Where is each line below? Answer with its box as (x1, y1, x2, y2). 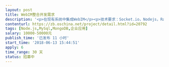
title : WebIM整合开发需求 (5, 12, 55, 17)
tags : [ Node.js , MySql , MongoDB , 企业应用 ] (5, 26, 88, 31)
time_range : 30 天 (5, 49, 43, 54)
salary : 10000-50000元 (5, 31, 52, 36)
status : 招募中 (5, 54, 35, 59)
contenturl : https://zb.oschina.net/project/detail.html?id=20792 (5, 21, 147, 27)
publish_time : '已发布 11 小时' (5, 36, 69, 41)
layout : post (5, 7, 33, 13)
